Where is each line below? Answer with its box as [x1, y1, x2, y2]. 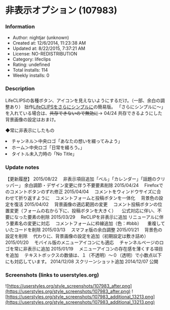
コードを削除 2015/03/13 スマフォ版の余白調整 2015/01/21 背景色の [14, 227, 162, 233]
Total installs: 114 [12, 67, 48, 73]
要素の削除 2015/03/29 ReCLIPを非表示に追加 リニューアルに [27, 214, 160, 220]
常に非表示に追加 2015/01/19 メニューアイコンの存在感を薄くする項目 [14, 246, 163, 252]
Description [5, 85, 35, 92]
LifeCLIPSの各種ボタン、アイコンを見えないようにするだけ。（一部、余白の [5, 97, 161, 103]
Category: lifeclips [12, 56, 51, 63]
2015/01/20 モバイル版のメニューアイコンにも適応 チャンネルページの [5, 239, 160, 245]
